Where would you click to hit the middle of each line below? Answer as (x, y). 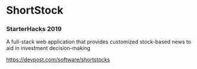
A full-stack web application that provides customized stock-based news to (99, 42)
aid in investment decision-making (48, 48)
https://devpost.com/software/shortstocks (58, 59)
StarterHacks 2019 (34, 29)
